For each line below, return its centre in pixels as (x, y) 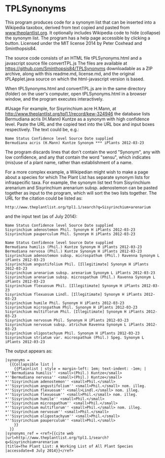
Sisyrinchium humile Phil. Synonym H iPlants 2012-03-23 (65, 303)
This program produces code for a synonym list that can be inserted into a (81, 22)
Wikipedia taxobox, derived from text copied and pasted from (67, 27)
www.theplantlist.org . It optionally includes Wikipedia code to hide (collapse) (83, 33)
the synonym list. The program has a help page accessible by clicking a (78, 38)
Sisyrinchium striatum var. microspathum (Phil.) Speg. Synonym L (75, 337)
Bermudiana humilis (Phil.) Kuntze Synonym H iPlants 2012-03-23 (73, 247)
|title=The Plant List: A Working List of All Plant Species (69, 446)
